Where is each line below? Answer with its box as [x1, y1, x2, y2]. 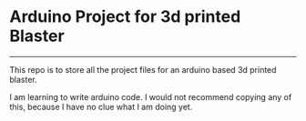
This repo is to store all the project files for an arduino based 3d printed [9, 64, 277, 75]
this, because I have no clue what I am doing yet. [9, 101, 193, 112]
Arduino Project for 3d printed [9, 6, 241, 27]
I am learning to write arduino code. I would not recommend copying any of [9, 91, 292, 102]
